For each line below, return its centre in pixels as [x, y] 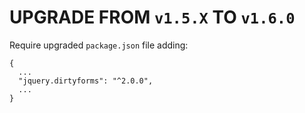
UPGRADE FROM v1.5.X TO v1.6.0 [152, 17]
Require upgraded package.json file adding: [99, 45]
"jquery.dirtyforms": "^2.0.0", [86, 81]
